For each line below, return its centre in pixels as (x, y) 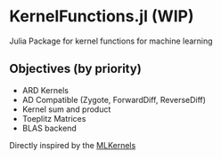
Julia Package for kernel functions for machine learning (111, 41)
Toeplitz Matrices (54, 118)
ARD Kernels (45, 90)
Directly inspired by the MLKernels (73, 145)
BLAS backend (49, 128)
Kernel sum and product (66, 109)
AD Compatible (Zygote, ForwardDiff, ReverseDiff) (114, 99)
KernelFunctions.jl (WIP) (102, 16)
